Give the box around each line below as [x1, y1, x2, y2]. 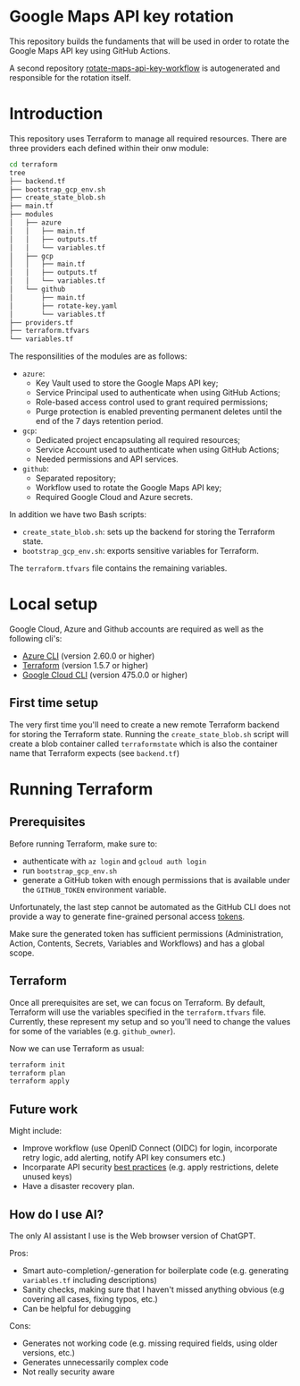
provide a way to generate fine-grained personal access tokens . [9, 911, 246, 922]
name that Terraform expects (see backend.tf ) [9, 747, 180, 758]
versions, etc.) [21, 1347, 76, 1357]
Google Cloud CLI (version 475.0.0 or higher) [21, 669, 188, 681]
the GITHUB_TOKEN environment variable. [21, 884, 167, 895]
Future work [9, 1101, 79, 1117]
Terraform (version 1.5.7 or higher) [21, 660, 149, 671]
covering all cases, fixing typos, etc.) [21, 1293, 158, 1304]
